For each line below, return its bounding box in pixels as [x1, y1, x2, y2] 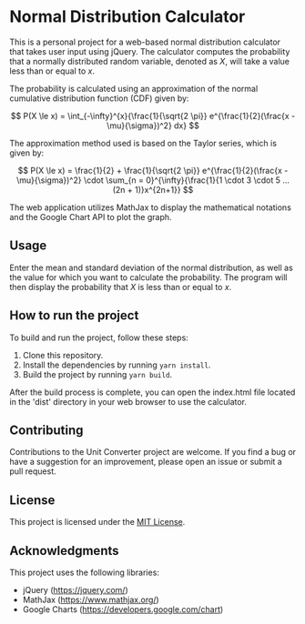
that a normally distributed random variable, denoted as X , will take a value [9, 55, 290, 66]
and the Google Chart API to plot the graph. [9, 211, 172, 222]
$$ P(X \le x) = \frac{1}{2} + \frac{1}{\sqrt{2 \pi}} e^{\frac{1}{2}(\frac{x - [17, 165, 289, 176]
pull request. [9, 466, 56, 477]
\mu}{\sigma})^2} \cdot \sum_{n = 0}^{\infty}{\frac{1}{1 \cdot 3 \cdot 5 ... [16, 175, 290, 186]
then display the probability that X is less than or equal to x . [9, 281, 232, 292]
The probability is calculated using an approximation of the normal [9, 83, 259, 94]
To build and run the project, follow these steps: [9, 332, 188, 343]
